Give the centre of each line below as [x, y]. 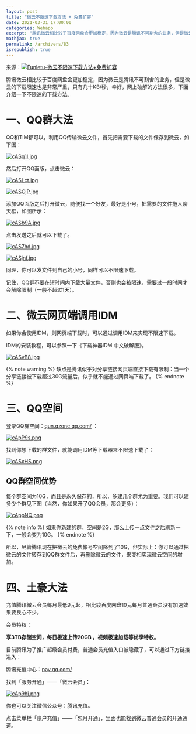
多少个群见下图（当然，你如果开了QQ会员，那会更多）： [73, 504]
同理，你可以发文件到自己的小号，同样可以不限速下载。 [72, 269]
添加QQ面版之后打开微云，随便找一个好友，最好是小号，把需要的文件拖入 [94, 203]
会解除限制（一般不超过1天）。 [42, 289]
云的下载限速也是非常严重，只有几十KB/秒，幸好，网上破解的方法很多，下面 [97, 87]
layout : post [22, 11]
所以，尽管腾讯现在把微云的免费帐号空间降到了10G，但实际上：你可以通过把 [97, 547]
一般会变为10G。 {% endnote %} [55, 535]
